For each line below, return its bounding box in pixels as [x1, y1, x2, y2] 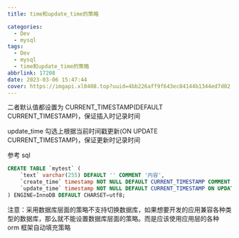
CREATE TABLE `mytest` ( [7, 165, 81, 173]
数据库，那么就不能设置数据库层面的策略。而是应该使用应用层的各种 [19, 214, 219, 222]
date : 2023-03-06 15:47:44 [7, 76, 87, 83]
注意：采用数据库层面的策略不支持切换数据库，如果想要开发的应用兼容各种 [7, 205, 225, 214]
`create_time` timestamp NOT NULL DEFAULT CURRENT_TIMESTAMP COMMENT [20, 178, 231, 185]
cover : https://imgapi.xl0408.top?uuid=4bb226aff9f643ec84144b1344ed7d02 [7, 82, 231, 90]
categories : [7, 23, 43, 31]
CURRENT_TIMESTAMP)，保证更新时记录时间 [7, 136, 141, 144]
